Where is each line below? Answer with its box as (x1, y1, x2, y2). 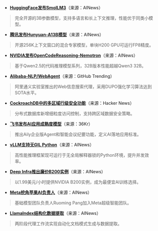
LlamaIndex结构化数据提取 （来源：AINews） (9, 210, 101, 216)
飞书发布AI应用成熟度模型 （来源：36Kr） (9, 121, 93, 127)
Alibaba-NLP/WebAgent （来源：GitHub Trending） (9, 73, 115, 79)
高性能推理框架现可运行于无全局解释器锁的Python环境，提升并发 (14, 152, 145, 158)
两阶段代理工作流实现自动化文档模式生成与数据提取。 (14, 221, 122, 227)
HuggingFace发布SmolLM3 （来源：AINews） (9, 5, 103, 10)
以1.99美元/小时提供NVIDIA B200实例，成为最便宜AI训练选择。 (14, 179, 141, 185)
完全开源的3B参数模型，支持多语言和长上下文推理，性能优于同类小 (14, 15, 149, 21)
